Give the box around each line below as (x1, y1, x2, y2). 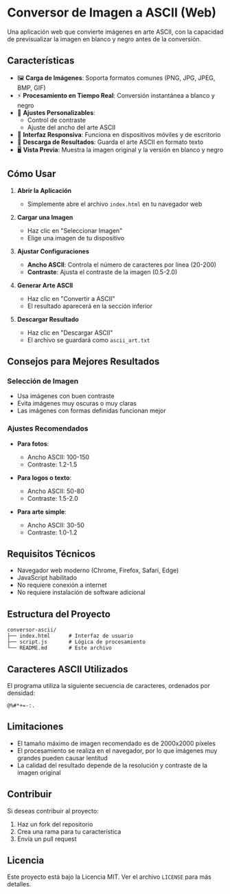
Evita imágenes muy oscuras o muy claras (16, 399, 137, 408)
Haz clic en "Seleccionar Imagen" (27, 226, 123, 235)
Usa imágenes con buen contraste (16, 392, 115, 400)
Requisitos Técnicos (7, 548, 96, 559)
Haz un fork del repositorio (16, 820, 93, 828)
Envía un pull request (16, 835, 77, 843)
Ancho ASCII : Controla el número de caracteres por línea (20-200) (27, 260, 217, 269)
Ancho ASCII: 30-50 (27, 521, 84, 529)
